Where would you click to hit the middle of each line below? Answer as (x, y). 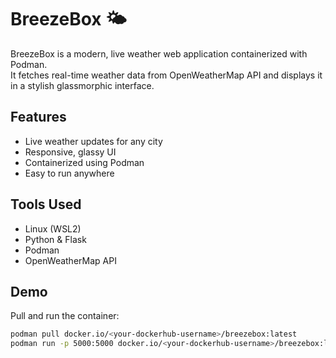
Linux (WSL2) (53, 228)
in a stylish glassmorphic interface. (82, 85)
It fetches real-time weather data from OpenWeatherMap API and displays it (166, 75)
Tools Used (46, 204)
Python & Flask (55, 239)
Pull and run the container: (65, 316)
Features (38, 117)
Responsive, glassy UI (70, 152)
